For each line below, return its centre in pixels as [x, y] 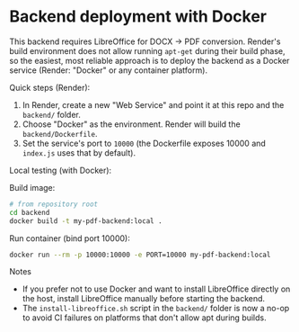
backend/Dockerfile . [60, 133]
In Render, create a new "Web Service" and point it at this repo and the [153, 104]
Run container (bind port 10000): [70, 238]
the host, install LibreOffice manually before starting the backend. [144, 299]
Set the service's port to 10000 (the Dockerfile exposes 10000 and [144, 143]
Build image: [32, 187]
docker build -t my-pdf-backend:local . [86, 221]
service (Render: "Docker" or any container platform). [109, 70]
